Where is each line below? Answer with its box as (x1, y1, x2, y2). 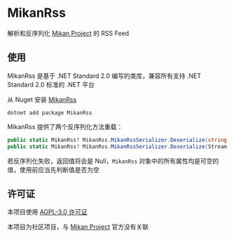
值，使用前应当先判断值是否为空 (7, 165, 99, 173)
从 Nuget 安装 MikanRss (7, 95, 77, 103)
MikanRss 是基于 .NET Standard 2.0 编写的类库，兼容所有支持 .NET (7, 72, 202, 80)
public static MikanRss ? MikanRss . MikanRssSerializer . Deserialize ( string (7, 136, 228, 143)
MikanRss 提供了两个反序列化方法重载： (7, 122, 123, 131)
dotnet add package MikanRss (7, 109, 92, 117)
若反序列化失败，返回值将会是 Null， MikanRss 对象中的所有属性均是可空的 (7, 157, 219, 165)
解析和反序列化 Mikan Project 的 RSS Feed (7, 29, 130, 37)
